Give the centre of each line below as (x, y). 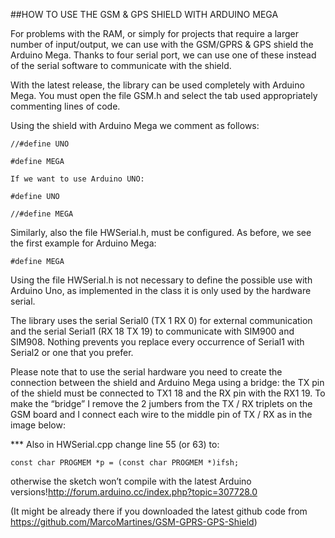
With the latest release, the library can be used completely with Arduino (157, 85)
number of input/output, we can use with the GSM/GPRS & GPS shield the (162, 44)
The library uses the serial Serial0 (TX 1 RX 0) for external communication (161, 320)
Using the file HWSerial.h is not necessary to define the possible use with (161, 280)
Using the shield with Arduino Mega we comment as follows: (135, 125)
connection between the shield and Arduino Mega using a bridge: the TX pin (167, 382)
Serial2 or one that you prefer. (72, 352)
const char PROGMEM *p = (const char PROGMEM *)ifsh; (125, 463)
